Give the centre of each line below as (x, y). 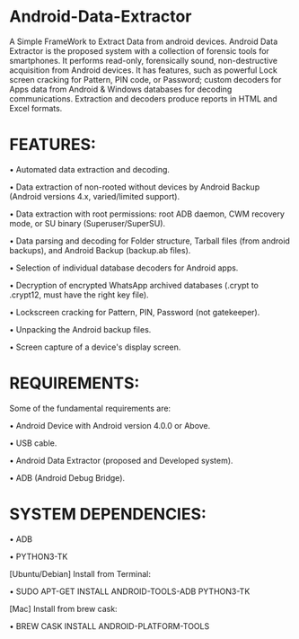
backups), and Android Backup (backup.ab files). (100, 250)
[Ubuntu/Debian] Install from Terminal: (80, 573)
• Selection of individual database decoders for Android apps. (124, 268)
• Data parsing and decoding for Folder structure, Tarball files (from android (149, 241)
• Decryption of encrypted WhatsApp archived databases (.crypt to (134, 285)
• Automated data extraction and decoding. (90, 169)
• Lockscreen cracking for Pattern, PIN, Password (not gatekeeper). (135, 312)
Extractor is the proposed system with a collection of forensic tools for (139, 50)
